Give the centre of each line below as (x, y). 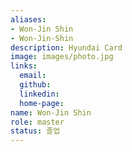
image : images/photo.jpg (62, 57)
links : (24, 66)
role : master (37, 122)
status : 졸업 (35, 131)
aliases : (28, 19)
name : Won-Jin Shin (51, 112)
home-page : (42, 103)
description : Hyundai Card (66, 47)
